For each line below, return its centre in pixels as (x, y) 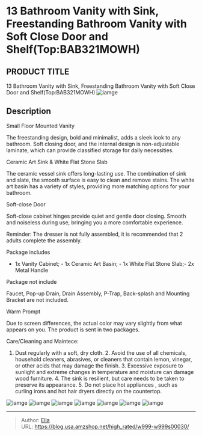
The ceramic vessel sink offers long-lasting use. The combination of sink (96, 173)
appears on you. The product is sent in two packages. (73, 330)
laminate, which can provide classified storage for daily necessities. (90, 150)
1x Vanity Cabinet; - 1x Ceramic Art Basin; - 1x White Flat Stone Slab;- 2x (104, 263)
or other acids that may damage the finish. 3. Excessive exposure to (99, 366)
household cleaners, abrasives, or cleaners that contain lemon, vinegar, (103, 359)
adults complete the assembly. (44, 240)
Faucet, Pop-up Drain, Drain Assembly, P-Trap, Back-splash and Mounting (98, 293)
